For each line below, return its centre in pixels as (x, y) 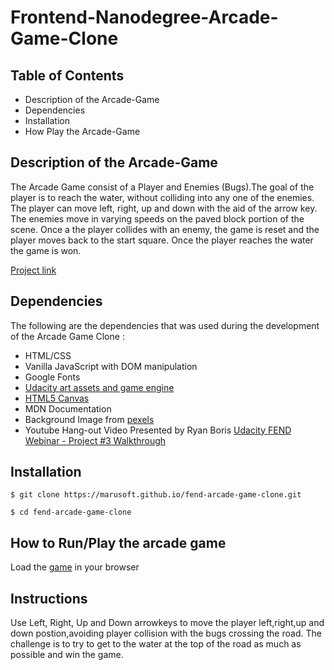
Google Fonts (52, 377)
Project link (33, 270)
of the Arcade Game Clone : (67, 336)
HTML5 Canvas (57, 398)
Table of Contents (67, 75)
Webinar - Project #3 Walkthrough (95, 440)
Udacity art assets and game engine (99, 387)
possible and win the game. (67, 655)
